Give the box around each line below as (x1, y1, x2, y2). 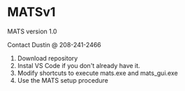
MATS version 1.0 (7, 27, 57, 35)
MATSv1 (7, 4, 56, 20)
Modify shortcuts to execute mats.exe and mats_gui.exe (17, 69, 178, 77)
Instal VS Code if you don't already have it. (17, 61, 141, 69)
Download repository (17, 53, 78, 63)
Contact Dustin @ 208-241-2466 (7, 40, 101, 49)
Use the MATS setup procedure (17, 76, 108, 84)
